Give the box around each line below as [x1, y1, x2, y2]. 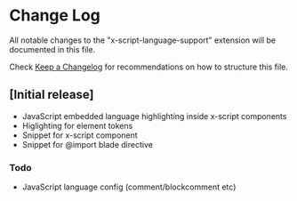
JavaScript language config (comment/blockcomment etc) [21, 181, 237, 192]
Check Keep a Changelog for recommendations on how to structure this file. [9, 61, 289, 72]
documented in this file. [9, 44, 96, 54]
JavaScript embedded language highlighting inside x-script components [21, 110, 287, 121]
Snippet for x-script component [21, 130, 138, 141]
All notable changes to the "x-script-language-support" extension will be [9, 35, 277, 45]
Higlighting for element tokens [21, 120, 133, 131]
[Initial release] [9, 87, 94, 102]
